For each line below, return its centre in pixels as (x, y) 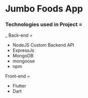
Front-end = (18, 76)
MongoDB (23, 56)
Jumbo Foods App (44, 9)
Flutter (19, 86)
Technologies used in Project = (44, 25)
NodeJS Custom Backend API (43, 45)
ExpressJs (23, 50)
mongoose (24, 61)
